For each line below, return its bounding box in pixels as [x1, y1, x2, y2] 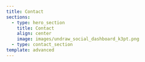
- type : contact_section [11, 42, 73, 48]
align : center [17, 31, 52, 37]
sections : [6, 14, 31, 20]
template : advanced [6, 47, 55, 53]
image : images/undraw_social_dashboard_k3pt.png [17, 36, 140, 42]
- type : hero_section [11, 19, 65, 25]
